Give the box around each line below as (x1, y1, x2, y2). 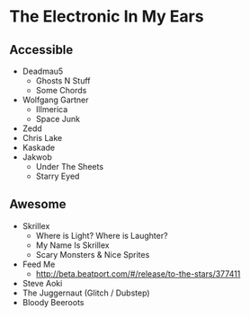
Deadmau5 (22, 66, 64, 76)
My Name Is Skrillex (35, 240, 110, 251)
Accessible (9, 42, 74, 57)
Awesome (9, 197, 67, 212)
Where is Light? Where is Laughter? (35, 230, 168, 241)
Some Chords (35, 85, 87, 95)
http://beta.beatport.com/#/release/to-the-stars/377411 (35, 268, 241, 279)
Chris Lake (22, 133, 63, 143)
